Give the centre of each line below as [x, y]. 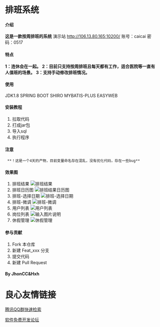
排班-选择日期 [26, 196]
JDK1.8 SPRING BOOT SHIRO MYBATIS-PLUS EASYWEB [61, 95]
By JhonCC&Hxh [22, 274]
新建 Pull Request [29, 262]
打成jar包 [21, 125]
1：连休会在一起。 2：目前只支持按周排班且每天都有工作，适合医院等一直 [78, 66]
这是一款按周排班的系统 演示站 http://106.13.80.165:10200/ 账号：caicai [76, 36]
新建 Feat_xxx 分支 [31, 250]
